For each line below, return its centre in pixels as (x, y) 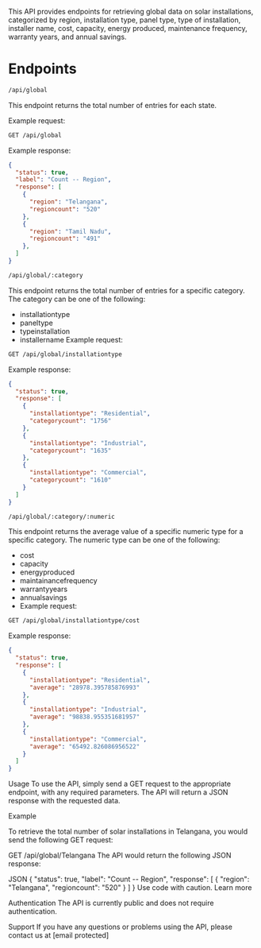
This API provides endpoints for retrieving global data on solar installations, (131, 12)
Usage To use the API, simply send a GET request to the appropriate (120, 784)
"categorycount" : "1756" (70, 421)
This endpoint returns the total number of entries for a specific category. (127, 290)
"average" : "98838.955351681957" (84, 717)
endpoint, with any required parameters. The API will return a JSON (118, 792)
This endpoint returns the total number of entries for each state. (112, 105)
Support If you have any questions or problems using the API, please (120, 927)
